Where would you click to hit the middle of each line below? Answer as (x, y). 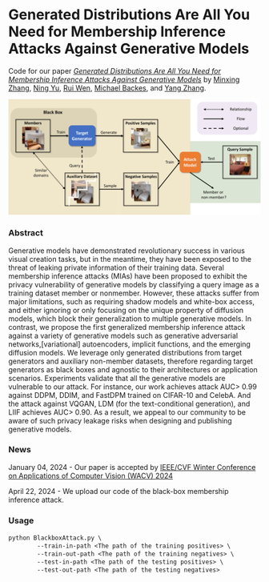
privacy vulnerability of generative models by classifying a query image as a (134, 284)
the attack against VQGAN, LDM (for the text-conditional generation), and (129, 403)
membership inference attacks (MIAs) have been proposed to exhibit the (128, 276)
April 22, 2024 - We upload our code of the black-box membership (119, 491)
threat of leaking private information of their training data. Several (116, 267)
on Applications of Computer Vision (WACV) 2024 (91, 476)
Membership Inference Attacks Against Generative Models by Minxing (124, 79)
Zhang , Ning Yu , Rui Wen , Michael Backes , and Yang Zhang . (107, 88)
